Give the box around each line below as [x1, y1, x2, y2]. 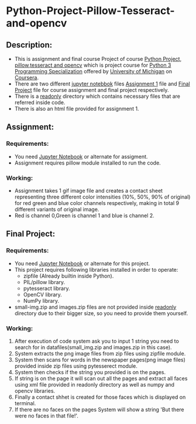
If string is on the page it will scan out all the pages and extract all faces [14, 375, 188, 382]
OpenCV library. [23, 291, 63, 298]
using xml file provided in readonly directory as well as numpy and [14, 381, 174, 388]
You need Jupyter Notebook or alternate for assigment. [14, 153, 148, 160]
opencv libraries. [14, 387, 56, 394]
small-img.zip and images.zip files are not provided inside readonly [14, 303, 177, 310]
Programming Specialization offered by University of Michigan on [14, 68, 173, 74]
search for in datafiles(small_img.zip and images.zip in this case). [14, 344, 172, 351]
